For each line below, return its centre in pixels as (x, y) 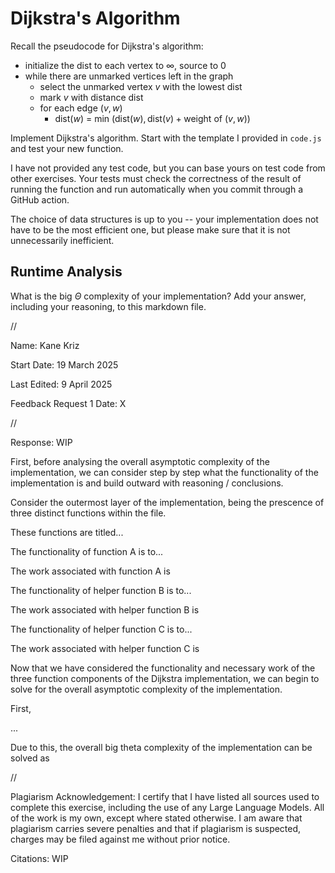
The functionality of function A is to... (87, 551)
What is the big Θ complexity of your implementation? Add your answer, (158, 296)
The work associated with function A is (90, 571)
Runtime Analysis (66, 272)
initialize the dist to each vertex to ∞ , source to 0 (125, 65)
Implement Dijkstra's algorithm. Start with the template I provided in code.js (166, 138)
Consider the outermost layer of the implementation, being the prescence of (167, 502)
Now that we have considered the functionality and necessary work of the (163, 668)
